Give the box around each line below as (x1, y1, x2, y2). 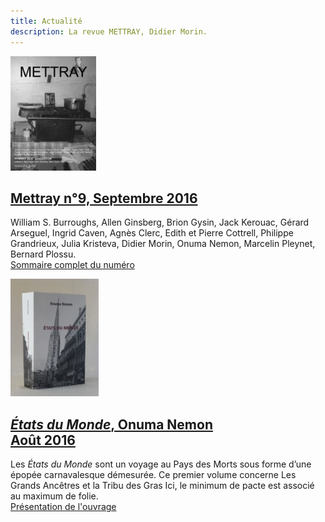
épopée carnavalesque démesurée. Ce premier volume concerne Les (10, 469, 297, 481)
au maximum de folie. (10, 490, 99, 502)
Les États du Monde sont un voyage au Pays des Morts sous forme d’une (10, 458, 312, 470)
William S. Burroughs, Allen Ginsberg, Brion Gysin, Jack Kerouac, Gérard (10, 216, 310, 229)
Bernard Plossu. (10, 248, 77, 260)
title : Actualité (10, 16, 83, 26)
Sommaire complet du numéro (10, 259, 135, 271)
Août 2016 (10, 431, 76, 449)
